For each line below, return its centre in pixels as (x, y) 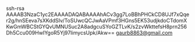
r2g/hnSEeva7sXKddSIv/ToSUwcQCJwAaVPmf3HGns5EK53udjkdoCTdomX (97, 20)
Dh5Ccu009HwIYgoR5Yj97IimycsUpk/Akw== (60, 33)
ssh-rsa (15, 8)
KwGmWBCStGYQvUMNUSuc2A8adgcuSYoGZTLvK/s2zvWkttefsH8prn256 (97, 26)
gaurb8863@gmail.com (144, 33)
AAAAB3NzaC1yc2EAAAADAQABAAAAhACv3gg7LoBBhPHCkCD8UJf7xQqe (98, 14)
